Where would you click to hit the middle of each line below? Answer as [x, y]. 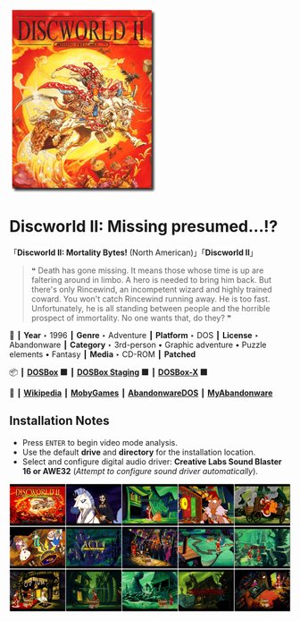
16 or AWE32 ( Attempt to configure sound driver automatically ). [140, 471]
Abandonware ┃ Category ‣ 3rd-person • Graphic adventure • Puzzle [138, 345]
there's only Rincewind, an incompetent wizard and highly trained [151, 289]
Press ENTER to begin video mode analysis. [100, 442]
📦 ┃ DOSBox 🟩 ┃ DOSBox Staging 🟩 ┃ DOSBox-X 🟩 [108, 372]
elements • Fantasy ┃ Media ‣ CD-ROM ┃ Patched [103, 354]
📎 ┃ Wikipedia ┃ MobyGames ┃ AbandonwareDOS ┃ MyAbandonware [141, 393]
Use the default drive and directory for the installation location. [139, 452]
